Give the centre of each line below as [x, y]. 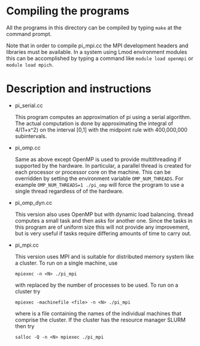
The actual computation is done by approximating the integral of [94, 123]
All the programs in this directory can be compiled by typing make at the [94, 28]
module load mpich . [30, 65]
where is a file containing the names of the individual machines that [98, 313]
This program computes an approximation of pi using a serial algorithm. [103, 117]
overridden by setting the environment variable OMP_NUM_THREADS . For [99, 178]
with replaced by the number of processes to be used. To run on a [96, 285]
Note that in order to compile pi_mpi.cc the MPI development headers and [97, 45]
